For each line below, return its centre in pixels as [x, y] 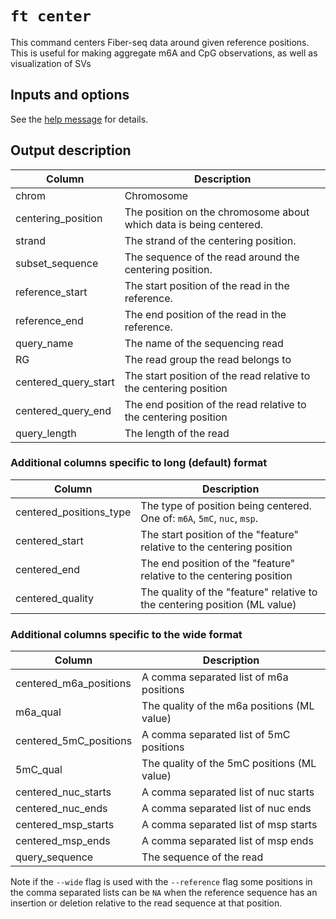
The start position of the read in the [207, 285]
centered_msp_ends [63, 841]
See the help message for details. [79, 119]
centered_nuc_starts [63, 792]
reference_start [51, 292]
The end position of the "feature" [218, 563]
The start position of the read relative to [217, 375]
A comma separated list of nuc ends [226, 809]
